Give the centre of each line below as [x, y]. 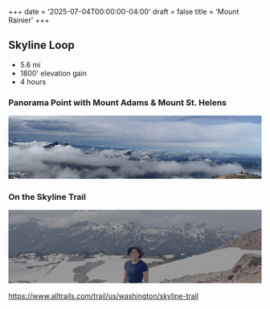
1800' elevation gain [53, 73]
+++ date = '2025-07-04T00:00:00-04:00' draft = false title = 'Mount [124, 12]
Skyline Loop [41, 45]
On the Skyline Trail [47, 197]
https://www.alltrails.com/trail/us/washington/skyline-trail [104, 296]
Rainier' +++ [29, 20]
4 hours [33, 81]
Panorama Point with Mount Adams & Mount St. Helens [118, 102]
